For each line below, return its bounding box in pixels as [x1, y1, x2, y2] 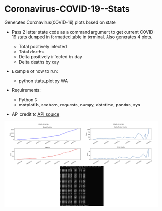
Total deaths [18, 49, 44, 54]
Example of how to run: [11, 68, 58, 74]
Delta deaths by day [18, 59, 59, 65]
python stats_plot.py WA [18, 78, 68, 84]
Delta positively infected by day [18, 53, 82, 59]
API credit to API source [11, 111, 60, 117]
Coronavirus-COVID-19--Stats [4, 3, 130, 15]
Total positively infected [18, 43, 67, 49]
